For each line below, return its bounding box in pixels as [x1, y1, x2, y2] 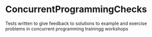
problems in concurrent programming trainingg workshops [5, 25, 129, 31]
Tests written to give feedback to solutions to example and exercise [5, 20, 147, 26]
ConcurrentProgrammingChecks [5, 4, 147, 15]
